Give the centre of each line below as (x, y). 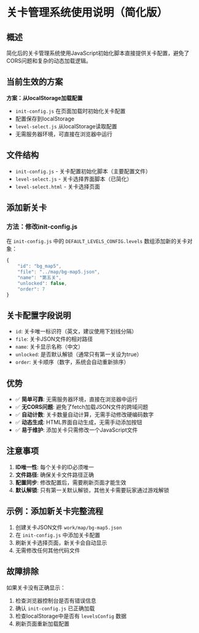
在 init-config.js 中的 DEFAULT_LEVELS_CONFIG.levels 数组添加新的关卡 (97, 241)
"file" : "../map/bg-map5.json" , (59, 272)
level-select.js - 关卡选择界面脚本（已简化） (74, 179)
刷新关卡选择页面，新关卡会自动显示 (61, 542)
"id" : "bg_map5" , (40, 266)
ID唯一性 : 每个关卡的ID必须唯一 (54, 467)
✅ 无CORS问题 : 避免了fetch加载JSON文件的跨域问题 (82, 407)
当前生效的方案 (35, 82)
